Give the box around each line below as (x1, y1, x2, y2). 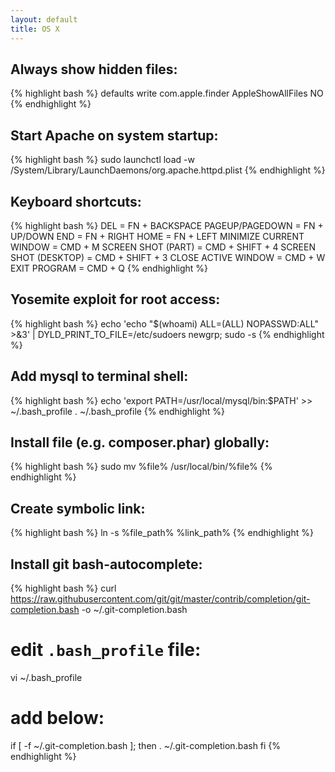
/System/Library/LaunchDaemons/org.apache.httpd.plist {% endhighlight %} (10, 164, 326, 176)
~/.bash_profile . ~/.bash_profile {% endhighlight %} (10, 405, 225, 417)
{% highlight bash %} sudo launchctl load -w (10, 154, 195, 166)
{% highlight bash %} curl (10, 582, 117, 594)
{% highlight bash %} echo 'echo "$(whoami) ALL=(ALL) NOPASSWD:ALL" (10, 317, 320, 330)
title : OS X (10, 24, 60, 34)
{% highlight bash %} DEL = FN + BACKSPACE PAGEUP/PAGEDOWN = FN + (10, 219, 324, 231)
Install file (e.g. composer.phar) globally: (10, 434, 270, 451)
